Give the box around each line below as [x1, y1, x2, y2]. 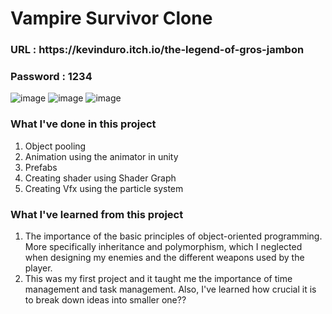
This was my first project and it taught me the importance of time [24, 273, 293, 284]
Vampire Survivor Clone [10, 7, 213, 30]
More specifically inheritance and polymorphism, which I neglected [24, 241, 303, 252]
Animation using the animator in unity [24, 150, 179, 162]
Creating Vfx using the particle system [24, 182, 184, 194]
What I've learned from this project [10, 207, 184, 221]
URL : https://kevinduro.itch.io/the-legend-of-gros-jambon [10, 43, 305, 57]
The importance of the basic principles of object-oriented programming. [24, 230, 323, 242]
